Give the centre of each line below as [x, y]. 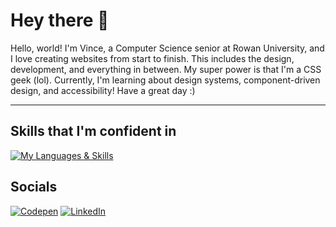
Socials [34, 187]
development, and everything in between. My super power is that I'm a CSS [166, 69]
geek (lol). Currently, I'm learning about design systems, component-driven [165, 80]
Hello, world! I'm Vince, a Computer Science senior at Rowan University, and [167, 48]
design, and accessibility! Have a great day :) [103, 90]
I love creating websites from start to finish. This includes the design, [152, 58]
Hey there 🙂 [60, 20]
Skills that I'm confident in [93, 131]
